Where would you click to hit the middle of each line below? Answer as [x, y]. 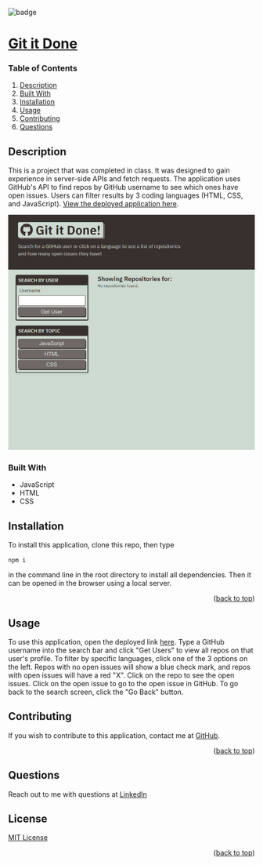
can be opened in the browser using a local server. [90, 583]
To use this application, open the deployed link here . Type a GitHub [116, 642]
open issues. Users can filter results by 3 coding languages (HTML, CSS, [126, 195]
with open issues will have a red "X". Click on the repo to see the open [121, 675]
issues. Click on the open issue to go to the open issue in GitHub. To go [123, 684]
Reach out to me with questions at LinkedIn [77, 794]
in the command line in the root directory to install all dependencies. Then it [130, 575]
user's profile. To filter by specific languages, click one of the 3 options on [128, 659]
